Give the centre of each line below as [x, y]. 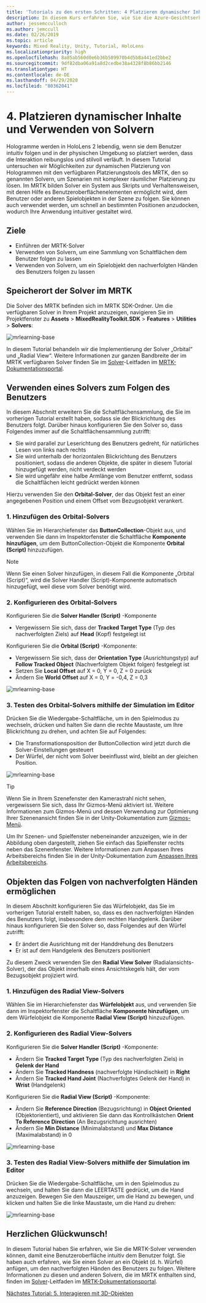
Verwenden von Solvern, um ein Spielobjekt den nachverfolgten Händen [106, 265]
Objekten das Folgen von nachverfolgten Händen [102, 882]
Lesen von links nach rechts [51, 450]
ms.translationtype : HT [37, 69]
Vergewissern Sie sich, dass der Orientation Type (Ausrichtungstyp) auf [107, 658]
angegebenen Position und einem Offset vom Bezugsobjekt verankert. [95, 501]
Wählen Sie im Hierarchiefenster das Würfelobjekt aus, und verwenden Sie [101, 1005]
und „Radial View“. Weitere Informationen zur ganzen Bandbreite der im [97, 355]
